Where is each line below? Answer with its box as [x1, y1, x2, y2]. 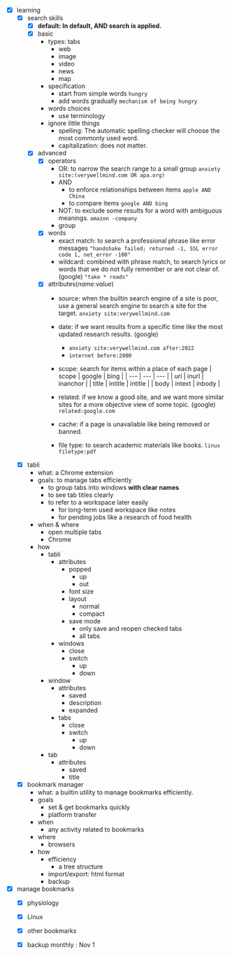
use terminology [58, 112, 106, 120]
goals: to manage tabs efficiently [37, 475, 132, 484]
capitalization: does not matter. [58, 141, 147, 150]
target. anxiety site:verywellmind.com [58, 309, 171, 317]
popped [68, 565, 92, 573]
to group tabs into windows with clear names [48, 483, 180, 491]
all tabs [79, 632, 101, 640]
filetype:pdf [58, 448, 96, 455]
